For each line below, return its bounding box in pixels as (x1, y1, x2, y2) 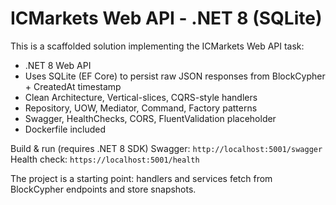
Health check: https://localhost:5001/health (10, 153, 200, 165)
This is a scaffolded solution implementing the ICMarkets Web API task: (10, 40, 305, 52)
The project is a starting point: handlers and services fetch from (10, 172, 273, 184)
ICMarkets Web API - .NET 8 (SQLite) (10, 7, 323, 30)
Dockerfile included (24, 123, 107, 135)
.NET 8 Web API (24, 59, 92, 71)
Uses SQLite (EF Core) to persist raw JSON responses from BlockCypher (24, 70, 326, 82)
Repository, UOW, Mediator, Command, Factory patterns (24, 102, 258, 114)
